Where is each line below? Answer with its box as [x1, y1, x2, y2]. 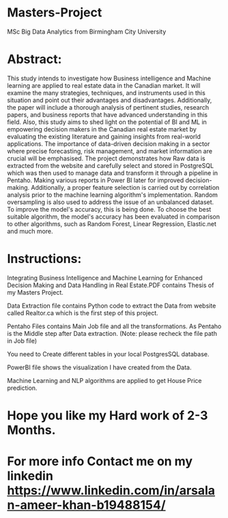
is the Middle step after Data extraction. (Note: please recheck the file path [7, 329, 217, 337]
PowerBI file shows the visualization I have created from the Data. [7, 363, 192, 371]
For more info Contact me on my [7, 454, 193, 469]
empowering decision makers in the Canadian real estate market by [7, 125, 197, 133]
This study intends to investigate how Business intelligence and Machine [7, 74, 212, 82]
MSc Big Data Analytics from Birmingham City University [7, 27, 167, 36]
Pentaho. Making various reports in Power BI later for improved [7, 176, 184, 184]
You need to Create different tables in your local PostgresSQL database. [7, 349, 210, 358]
